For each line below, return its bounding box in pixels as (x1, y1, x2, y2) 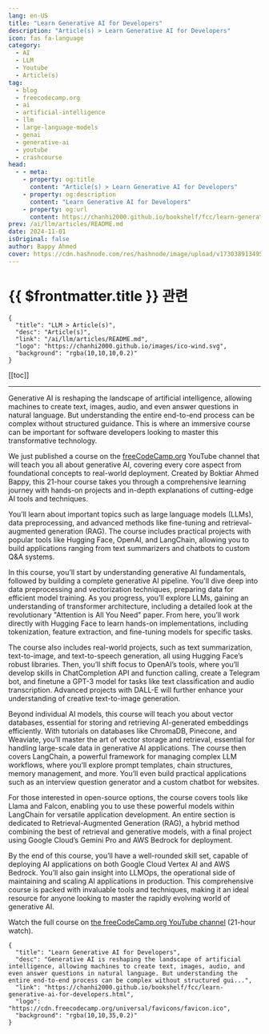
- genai (15, 131, 42, 139)
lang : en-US (8, 11, 48, 20)
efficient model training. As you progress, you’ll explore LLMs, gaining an (8, 593, 249, 602)
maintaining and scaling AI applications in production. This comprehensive (8, 876, 254, 886)
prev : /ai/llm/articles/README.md (8, 220, 124, 228)
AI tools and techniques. (8, 493, 88, 503)
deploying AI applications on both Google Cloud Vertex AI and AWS (8, 859, 231, 869)
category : (8, 42, 42, 50)
